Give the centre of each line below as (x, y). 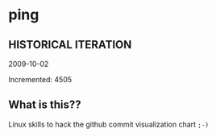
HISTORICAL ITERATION (70, 45)
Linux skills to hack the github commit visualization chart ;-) (109, 124)
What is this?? (45, 105)
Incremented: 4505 (40, 79)
